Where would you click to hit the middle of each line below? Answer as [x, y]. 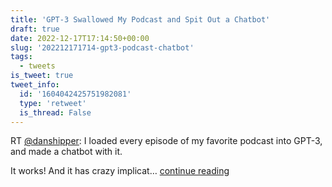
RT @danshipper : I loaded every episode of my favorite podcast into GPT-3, [166, 141]
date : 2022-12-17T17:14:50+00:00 [80, 38]
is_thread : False [55, 112]
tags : [21, 57]
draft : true [35, 29]
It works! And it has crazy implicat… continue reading [120, 171]
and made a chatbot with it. [66, 152]
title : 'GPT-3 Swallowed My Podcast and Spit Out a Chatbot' [140, 19]
